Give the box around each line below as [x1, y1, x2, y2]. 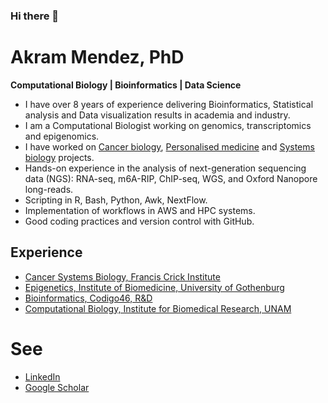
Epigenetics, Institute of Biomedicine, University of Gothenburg [24, 281, 285, 293]
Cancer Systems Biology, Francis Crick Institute [24, 270, 221, 283]
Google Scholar [24, 381, 90, 393]
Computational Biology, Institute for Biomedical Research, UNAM [24, 302, 292, 314]
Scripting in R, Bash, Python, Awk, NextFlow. [24, 194, 208, 206]
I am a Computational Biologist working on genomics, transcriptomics [24, 119, 312, 131]
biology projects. [24, 151, 95, 163]
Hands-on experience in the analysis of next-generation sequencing [24, 162, 307, 174]
